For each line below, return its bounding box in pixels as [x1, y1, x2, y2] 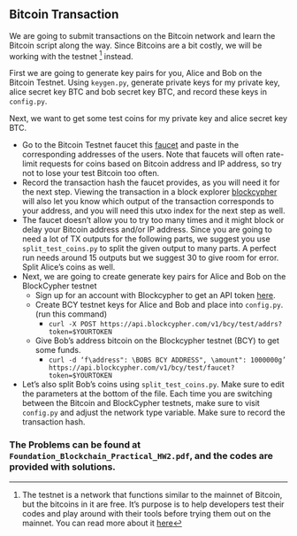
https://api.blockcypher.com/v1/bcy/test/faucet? [48, 364, 235, 372]
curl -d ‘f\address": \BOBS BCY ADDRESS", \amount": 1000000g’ [48, 356, 286, 365]
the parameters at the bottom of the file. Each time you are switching [21, 388, 272, 399]
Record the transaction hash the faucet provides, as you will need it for [21, 177, 280, 188]
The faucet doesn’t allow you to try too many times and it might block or [21, 215, 285, 226]
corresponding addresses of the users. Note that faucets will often [21, 149, 264, 160]
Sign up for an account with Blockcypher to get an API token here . [34, 290, 276, 301]
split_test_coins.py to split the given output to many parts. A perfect [21, 243, 277, 254]
